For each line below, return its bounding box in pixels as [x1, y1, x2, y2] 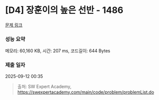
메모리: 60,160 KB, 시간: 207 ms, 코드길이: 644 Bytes [5, 48, 111, 54]
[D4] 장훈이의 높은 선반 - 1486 [5, 4, 124, 16]
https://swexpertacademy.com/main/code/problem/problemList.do [17, 89, 155, 95]
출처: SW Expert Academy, [17, 83, 72, 90]
